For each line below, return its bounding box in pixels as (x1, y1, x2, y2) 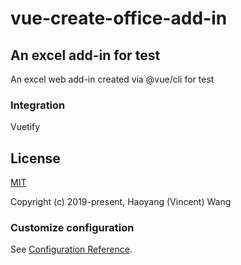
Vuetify (10, 121, 41, 133)
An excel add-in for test (10, 47, 161, 64)
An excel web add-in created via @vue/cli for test (10, 73, 215, 85)
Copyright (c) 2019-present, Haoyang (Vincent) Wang (10, 196, 232, 208)
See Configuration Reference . (10, 243, 133, 256)
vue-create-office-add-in (10, 7, 228, 30)
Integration (10, 98, 66, 112)
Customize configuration (10, 221, 135, 235)
